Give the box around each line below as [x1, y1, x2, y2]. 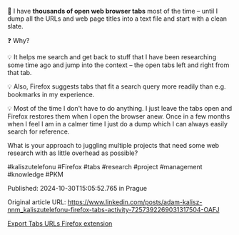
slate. [7, 22, 24, 30]
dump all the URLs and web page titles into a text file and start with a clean [7, 14, 227, 23]
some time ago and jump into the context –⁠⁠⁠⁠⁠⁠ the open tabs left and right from [7, 61, 230, 69]
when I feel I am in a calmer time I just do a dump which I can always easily [7, 120, 228, 128]
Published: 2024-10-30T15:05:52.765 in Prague [7, 184, 148, 192]
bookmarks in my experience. [7, 90, 95, 99]
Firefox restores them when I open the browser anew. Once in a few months [7, 112, 230, 121]
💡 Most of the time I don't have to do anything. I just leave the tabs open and [7, 104, 233, 112]
